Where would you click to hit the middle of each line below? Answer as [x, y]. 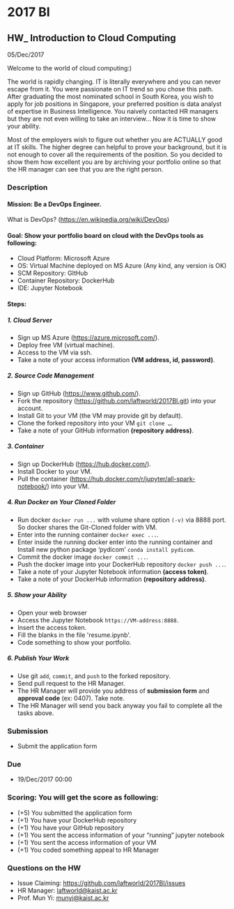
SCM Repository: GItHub [53, 273]
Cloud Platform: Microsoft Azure [63, 258]
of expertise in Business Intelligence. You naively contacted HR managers [113, 111]
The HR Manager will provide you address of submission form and [114, 691]
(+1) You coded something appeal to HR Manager [88, 850]
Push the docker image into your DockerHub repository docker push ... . [122, 564]
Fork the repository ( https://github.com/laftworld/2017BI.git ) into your [117, 400]
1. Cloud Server [30, 320]
